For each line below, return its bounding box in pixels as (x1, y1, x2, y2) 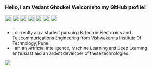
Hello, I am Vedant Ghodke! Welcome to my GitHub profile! (5, 4, 146, 11)
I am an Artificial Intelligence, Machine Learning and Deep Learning (12, 46, 148, 51)
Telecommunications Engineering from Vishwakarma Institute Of (12, 35, 142, 41)
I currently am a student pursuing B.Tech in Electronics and (12, 30, 131, 36)
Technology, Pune (12, 40, 49, 46)
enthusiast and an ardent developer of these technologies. (12, 50, 130, 56)
